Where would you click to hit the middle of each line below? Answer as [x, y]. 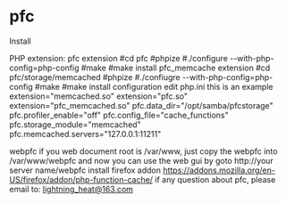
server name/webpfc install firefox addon [85, 170]
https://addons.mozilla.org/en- [219, 170]
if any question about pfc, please [215, 179]
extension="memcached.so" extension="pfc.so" [98, 96]
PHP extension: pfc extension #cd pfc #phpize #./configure [118, 58]
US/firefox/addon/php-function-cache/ [81, 179]
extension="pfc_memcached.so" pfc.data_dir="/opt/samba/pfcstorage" [142, 105]
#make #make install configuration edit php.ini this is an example [154, 86]
